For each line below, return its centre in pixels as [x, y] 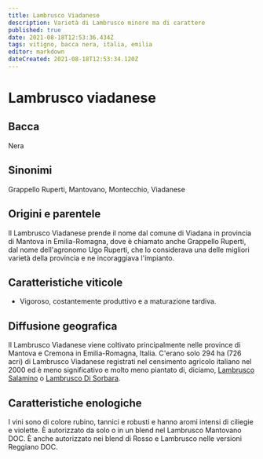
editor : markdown [37, 52]
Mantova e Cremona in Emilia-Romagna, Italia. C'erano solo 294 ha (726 [125, 353]
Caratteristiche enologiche [75, 403]
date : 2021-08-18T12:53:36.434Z [61, 37]
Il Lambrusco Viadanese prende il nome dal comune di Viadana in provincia [130, 233]
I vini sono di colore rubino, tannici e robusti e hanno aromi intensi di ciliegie [131, 421]
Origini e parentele [55, 214]
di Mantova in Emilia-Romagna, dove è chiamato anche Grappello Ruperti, [127, 241]
